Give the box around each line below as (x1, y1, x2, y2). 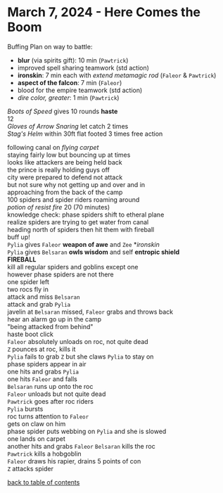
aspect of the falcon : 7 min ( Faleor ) (17, 78, 122, 87)
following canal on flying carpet (7, 143, 99, 151)
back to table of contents (7, 478, 80, 486)
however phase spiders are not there (7, 270, 114, 278)
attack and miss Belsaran (7, 293, 80, 301)
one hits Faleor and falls (7, 374, 77, 383)
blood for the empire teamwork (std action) (17, 86, 143, 94)
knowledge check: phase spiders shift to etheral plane (7, 210, 165, 219)
